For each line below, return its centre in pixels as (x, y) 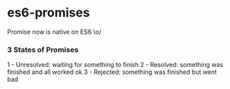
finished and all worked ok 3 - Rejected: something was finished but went (112, 72)
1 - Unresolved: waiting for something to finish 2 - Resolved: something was (115, 65)
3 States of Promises (43, 50)
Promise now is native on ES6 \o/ (54, 32)
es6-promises (48, 13)
